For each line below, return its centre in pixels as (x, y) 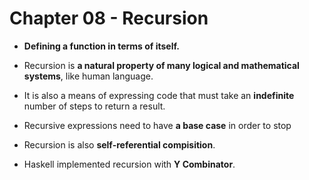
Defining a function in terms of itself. (101, 46)
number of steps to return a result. (94, 106)
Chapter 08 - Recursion (109, 18)
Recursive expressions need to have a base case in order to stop (157, 125)
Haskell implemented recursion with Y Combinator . (129, 164)
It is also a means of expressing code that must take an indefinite (159, 95)
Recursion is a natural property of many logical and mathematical (161, 65)
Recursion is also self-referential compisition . (119, 144)
